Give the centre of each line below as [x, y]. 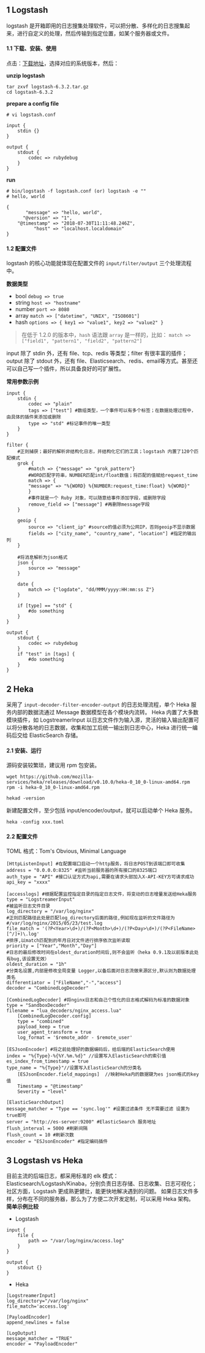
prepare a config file [33, 104]
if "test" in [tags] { [46, 654]
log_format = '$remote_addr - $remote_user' [75, 1038]
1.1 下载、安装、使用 [32, 48]
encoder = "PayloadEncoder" [42, 1344]
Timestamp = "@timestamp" [50, 1086]
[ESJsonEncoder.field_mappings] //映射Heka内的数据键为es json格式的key [108, 1074]
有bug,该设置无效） [28, 959]
